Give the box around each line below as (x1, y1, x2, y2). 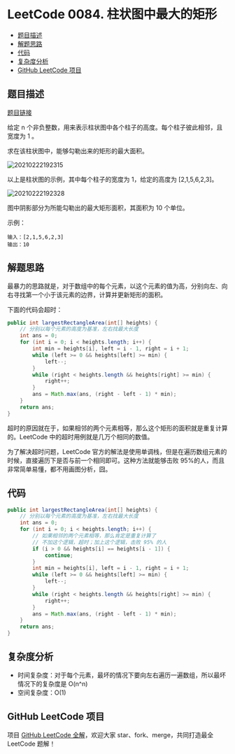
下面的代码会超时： (7, 305, 63, 313)
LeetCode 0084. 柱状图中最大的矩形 (7, 6, 218, 22)
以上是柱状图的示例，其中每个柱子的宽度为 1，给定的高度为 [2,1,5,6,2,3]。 (7, 175, 218, 183)
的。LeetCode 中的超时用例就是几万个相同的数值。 (7, 432, 154, 441)
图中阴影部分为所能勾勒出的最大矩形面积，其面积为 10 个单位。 (7, 204, 189, 212)
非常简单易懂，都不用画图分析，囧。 (7, 464, 112, 473)
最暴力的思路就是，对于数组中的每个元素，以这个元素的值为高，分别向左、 (7, 281, 222, 290)
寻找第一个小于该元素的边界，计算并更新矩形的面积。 (13, 290, 166, 299)
